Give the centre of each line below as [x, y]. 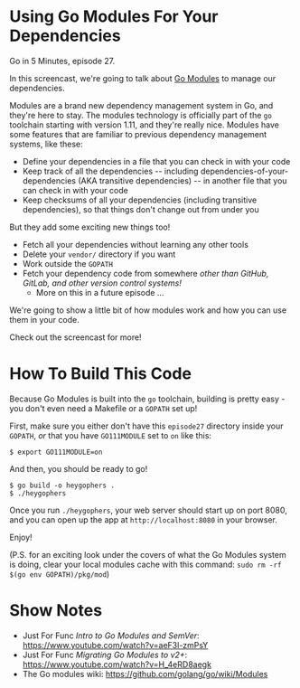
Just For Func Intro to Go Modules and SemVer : [111, 636]
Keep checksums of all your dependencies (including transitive [140, 200]
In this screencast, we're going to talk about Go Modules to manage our [143, 78]
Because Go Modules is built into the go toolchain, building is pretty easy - [147, 399]
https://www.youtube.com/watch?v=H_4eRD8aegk [117, 664]
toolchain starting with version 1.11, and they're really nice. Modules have [145, 125]
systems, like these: [46, 144]
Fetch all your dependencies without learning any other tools [135, 244]
